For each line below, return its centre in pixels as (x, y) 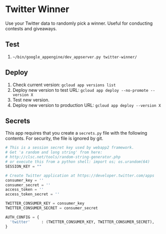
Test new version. (31, 100)
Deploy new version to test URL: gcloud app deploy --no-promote (80, 90)
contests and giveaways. (31, 28)
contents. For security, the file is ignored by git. (54, 138)
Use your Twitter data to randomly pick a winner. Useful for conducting (79, 23)
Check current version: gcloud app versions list (64, 85)
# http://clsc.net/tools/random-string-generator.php (63, 157)
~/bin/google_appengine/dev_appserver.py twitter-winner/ (75, 57)
